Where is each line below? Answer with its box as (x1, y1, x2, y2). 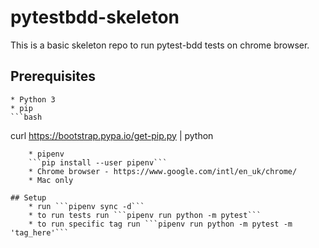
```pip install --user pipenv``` (28, 157, 168, 168)
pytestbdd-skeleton (10, 6, 180, 29)
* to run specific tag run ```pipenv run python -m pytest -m (28, 219, 293, 229)
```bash (10, 112, 43, 122)
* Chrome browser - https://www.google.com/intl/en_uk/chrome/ (28, 166, 298, 176)
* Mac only (28, 175, 74, 185)
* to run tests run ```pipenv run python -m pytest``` (28, 210, 262, 220)
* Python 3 (10, 94, 56, 105)
